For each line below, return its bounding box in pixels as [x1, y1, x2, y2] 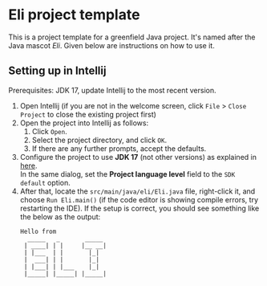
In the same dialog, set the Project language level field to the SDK [19, 169, 236, 178]
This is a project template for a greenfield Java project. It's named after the [8, 32, 256, 42]
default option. [19, 178, 71, 187]
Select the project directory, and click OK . [31, 135, 167, 145]
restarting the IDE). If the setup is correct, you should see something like [19, 203, 260, 213]
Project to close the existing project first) [19, 109, 156, 119]
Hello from [19, 227, 57, 235]
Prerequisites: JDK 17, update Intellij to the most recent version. [8, 85, 216, 95]
